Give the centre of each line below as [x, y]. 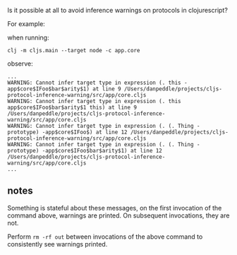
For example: [26, 24]
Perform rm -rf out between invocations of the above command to [105, 237]
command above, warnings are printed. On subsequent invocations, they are [119, 215]
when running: [28, 37]
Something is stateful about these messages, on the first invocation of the [115, 208]
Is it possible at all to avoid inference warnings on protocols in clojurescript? [117, 10]
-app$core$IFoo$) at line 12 [85, 132]
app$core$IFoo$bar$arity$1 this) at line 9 [72, 107]
